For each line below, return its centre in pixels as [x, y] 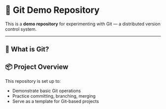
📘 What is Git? [27, 49]
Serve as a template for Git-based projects [56, 102]
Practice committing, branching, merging [54, 96]
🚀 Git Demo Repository [52, 10]
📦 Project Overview [37, 67]
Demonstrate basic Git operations [46, 91]
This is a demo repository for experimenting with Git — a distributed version [83, 24]
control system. [21, 29]
